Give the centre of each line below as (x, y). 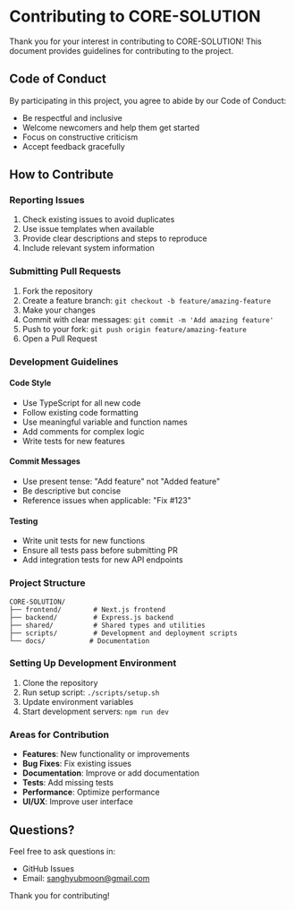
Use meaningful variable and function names (105, 422)
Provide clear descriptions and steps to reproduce (114, 238)
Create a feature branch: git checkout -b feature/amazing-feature (146, 300)
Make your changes (59, 310)
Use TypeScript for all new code (81, 403)
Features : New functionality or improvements (106, 754)
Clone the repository (60, 682)
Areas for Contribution (59, 734)
